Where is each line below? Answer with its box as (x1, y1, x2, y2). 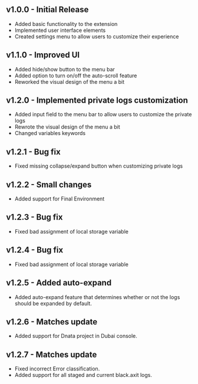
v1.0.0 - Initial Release (6, 5, 89, 15)
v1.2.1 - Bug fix (6, 147, 61, 157)
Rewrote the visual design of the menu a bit (14, 123, 121, 130)
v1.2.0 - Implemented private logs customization (6, 96, 189, 106)
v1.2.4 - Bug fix (6, 245, 64, 255)
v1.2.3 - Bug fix (6, 212, 63, 222)
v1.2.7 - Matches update (6, 349, 97, 359)
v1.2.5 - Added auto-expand (6, 278, 112, 288)
